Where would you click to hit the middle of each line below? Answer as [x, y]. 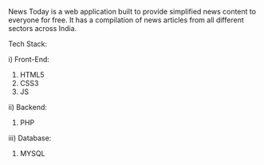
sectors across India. [43, 28]
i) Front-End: [29, 59]
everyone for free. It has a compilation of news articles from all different [126, 20]
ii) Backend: [28, 107]
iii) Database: [30, 138]
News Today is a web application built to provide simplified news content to [132, 12]
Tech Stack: [28, 44]
